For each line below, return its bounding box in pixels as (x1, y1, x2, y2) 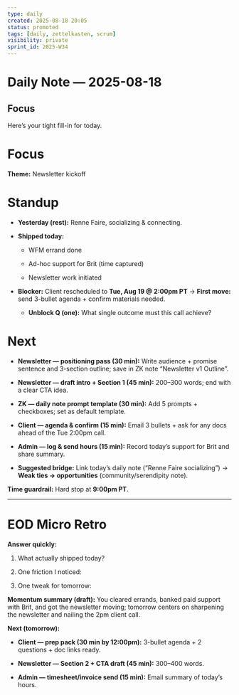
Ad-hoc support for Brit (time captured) (28, 259, 144, 267)
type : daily (7, 10, 43, 18)
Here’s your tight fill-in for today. (7, 122, 102, 129)
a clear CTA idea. (17, 386, 69, 394)
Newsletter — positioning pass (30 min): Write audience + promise (17, 356, 218, 365)
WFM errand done (28, 245, 83, 254)
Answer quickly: (7, 540, 57, 548)
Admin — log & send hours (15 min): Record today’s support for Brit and (17, 442, 230, 450)
